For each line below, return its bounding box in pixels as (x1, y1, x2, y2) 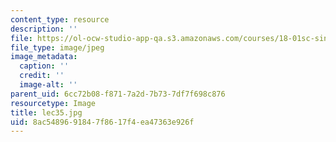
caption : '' (19, 61, 70, 71)
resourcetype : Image (10, 98, 97, 108)
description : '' (10, 24, 78, 34)
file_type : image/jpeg (10, 42, 105, 53)
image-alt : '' (19, 80, 78, 90)
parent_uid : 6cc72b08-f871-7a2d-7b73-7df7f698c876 (10, 89, 226, 99)
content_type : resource (10, 14, 110, 25)
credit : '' (19, 71, 65, 81)
